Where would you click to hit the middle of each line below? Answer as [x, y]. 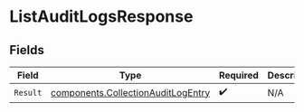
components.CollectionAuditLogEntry [131, 92]
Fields [27, 50]
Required [239, 75]
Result [28, 93]
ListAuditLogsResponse [101, 17]
